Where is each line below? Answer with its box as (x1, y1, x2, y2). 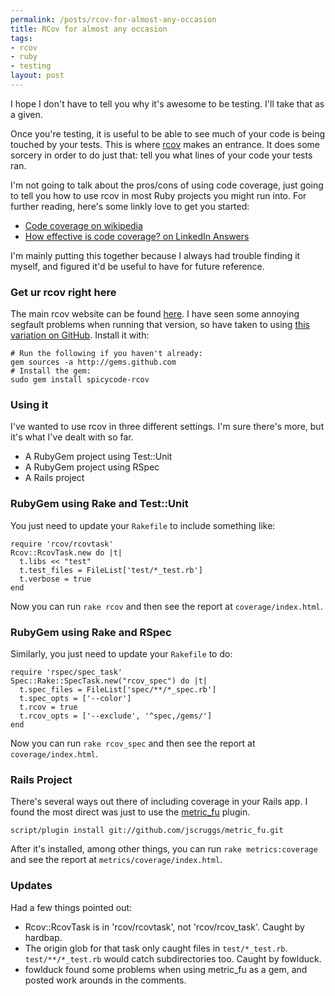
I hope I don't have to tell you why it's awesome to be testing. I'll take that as (10, 97, 325, 110)
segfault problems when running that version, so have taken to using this (10, 319, 311, 331)
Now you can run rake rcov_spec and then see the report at (10, 737, 256, 750)
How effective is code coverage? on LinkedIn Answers (24, 230, 250, 242)
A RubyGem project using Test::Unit (24, 451, 173, 463)
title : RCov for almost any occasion (10, 24, 168, 34)
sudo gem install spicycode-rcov (10, 375, 150, 385)
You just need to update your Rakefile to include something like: (10, 519, 276, 531)
